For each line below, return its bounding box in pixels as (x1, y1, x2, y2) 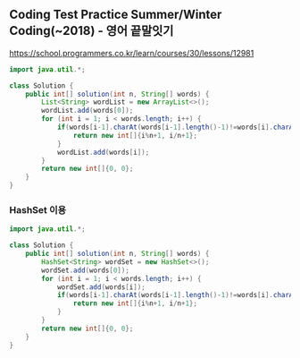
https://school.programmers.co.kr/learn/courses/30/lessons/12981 (9, 47, 254, 58)
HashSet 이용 (9, 203, 67, 216)
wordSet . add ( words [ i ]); (56, 282, 146, 292)
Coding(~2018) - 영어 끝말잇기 (9, 23, 174, 38)
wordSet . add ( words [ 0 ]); (41, 266, 129, 275)
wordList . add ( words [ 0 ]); (41, 107, 134, 115)
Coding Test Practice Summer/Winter (9, 7, 222, 22)
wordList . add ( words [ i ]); (56, 148, 150, 157)
